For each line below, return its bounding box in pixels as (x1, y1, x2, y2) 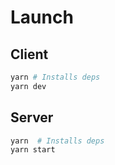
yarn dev (10, 81, 47, 91)
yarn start (10, 145, 56, 155)
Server (10, 109, 54, 126)
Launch (10, 6, 74, 29)
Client (10, 46, 49, 63)
